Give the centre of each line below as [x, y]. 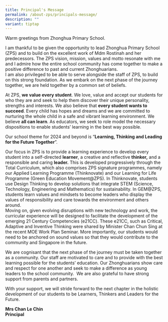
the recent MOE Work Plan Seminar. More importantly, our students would [81, 232]
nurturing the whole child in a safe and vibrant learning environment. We [80, 117]
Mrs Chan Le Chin [24, 309]
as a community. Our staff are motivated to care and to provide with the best [84, 258]
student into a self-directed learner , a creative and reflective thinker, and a [83, 157]
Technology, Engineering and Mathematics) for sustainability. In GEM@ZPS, [83, 189]
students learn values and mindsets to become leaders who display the [79, 194]
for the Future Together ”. [31, 142]
